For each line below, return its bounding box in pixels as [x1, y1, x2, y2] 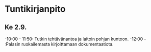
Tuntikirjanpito [4, 3, 66, 15]
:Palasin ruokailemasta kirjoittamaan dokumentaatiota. [4, 41, 114, 47]
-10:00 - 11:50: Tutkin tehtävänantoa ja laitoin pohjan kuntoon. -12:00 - [4, 36, 147, 42]
